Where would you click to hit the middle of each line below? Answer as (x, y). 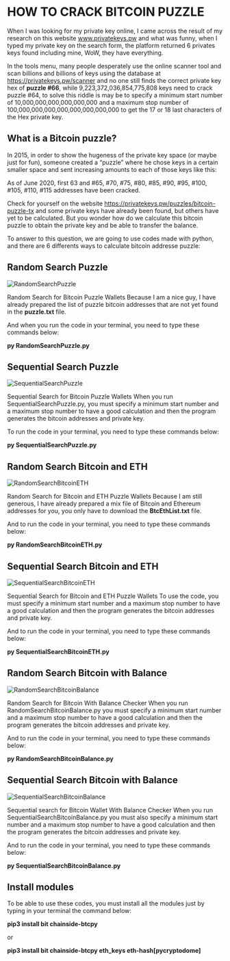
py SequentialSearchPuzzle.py (52, 445)
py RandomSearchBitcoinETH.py (55, 545)
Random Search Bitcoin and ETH (78, 466)
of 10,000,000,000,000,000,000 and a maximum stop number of (98, 102)
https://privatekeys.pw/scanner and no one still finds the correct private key (114, 80)
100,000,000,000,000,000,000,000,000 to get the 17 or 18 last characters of (115, 110)
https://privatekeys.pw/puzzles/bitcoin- (160, 203)
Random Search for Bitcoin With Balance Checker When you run (98, 703)
